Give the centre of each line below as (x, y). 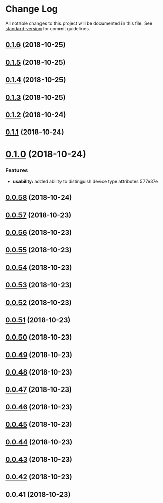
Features (17, 170)
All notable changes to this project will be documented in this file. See (79, 23)
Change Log (32, 9)
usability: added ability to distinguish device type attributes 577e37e (85, 181)
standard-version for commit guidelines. (48, 28)
